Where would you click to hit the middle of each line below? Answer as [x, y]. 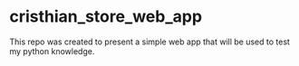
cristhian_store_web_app [106, 17]
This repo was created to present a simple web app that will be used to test [149, 42]
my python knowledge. [52, 51]
